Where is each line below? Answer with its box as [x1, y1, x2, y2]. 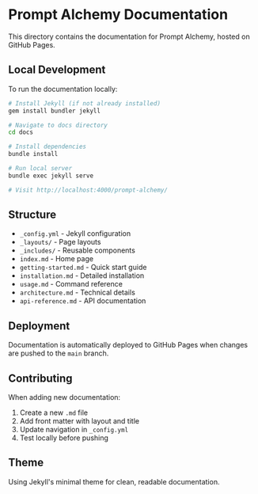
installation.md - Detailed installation [19, 271, 145, 280]
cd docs [8, 128, 34, 136]
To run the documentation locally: [8, 84, 118, 93]
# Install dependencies [8, 142, 87, 151]
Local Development [8, 63, 106, 77]
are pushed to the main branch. [8, 348, 109, 358]
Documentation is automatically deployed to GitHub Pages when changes [8, 340, 248, 350]
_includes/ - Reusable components [19, 245, 136, 255]
